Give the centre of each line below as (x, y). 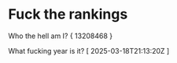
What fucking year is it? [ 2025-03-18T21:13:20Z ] (89, 51)
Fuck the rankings (68, 14)
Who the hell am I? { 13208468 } (61, 36)
